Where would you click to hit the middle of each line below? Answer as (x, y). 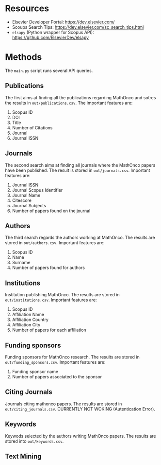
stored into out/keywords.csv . (34, 441)
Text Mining (23, 456)
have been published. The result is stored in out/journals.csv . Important (78, 170)
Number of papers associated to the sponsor (57, 376)
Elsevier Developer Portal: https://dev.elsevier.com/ (63, 22)
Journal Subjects (29, 205)
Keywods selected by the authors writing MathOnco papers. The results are (80, 436)
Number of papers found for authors (48, 268)
